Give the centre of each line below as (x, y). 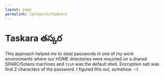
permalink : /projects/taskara (36, 14)
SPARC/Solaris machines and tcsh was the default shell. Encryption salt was (82, 64)
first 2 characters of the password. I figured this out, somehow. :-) (72, 69)
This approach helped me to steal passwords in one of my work (69, 54)
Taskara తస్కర (34, 38)
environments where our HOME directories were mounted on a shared (76, 59)
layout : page (18, 10)
